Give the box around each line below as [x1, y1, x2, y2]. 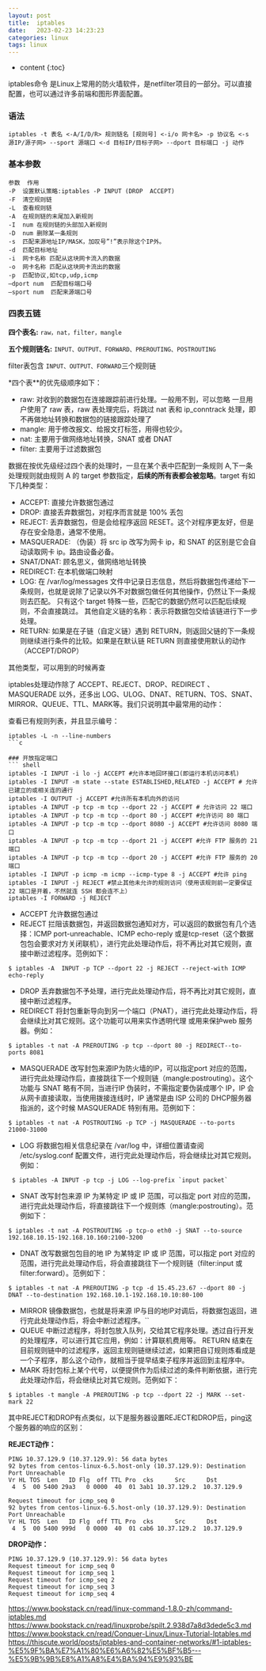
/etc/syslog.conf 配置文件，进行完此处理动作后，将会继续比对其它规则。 [19, 1151, 256, 1160]
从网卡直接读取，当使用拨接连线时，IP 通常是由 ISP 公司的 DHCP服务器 [19, 1093, 252, 1103]
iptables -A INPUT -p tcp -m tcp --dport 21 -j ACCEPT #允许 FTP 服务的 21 [8, 837, 258, 845]
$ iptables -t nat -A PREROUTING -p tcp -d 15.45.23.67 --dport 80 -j [8, 1284, 246, 1293]
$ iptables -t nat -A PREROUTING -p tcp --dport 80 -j [8, 1042, 193, 1050]
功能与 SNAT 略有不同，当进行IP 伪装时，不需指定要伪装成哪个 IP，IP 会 [19, 1084, 255, 1093]
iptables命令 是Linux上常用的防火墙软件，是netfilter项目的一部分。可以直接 [8, 79, 253, 89]
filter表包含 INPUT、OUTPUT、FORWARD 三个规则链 [8, 361, 157, 370]
